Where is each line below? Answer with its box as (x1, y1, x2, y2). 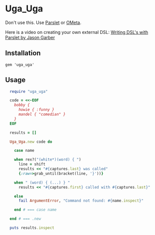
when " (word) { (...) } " (14, 180, 70, 185)
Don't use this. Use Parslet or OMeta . (5, 19, 82, 25)
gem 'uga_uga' (5, 62, 35, 67)
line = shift (18, 162, 46, 167)
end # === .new (9, 217, 41, 222)
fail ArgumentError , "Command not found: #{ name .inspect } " (18, 198, 144, 204)
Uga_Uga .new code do (9, 139, 52, 144)
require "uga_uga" (9, 89, 48, 94)
